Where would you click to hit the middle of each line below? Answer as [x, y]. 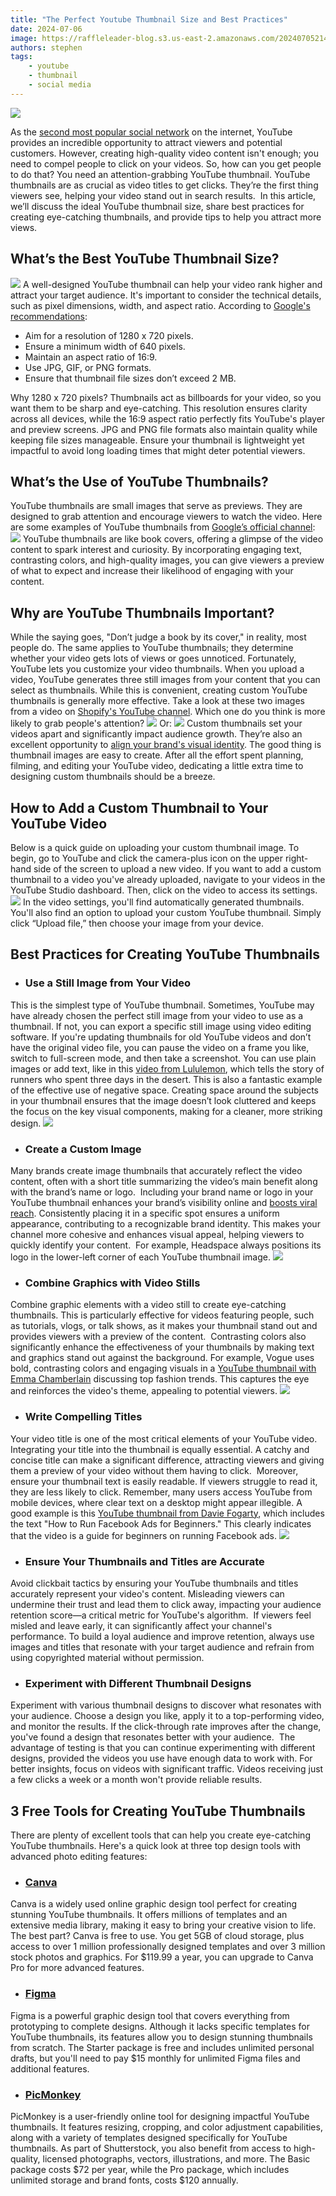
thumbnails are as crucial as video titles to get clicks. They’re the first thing [164, 185]
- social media [60, 85]
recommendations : [49, 316]
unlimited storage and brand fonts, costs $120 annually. [124, 2180]
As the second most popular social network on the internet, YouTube [151, 132]
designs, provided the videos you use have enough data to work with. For [161, 1758]
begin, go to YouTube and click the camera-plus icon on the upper [146, 858]
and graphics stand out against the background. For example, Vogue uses [162, 1358]
